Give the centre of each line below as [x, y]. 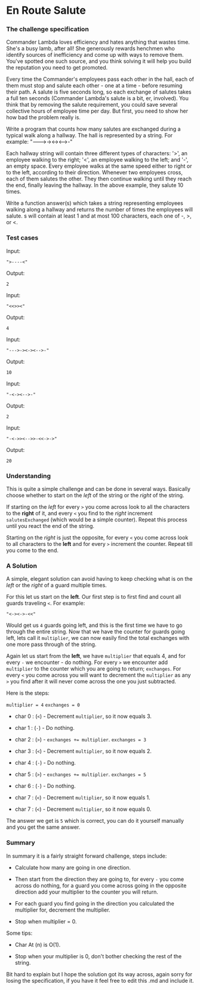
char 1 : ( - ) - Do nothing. [44, 728]
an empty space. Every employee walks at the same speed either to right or [99, 166]
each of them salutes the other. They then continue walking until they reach [99, 179]
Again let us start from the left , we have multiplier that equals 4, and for [96, 656]
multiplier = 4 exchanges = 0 [43, 705]
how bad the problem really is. [43, 117]
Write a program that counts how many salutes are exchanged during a [93, 129]
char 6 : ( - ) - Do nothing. [45, 786]
